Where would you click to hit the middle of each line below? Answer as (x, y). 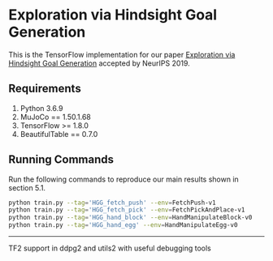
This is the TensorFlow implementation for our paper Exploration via (122, 54)
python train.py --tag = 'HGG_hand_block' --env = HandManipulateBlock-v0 (130, 218)
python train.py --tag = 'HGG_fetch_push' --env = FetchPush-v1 (113, 203)
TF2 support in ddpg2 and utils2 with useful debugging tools (110, 248)
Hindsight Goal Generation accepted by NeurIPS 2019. (100, 63)
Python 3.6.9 (41, 108)
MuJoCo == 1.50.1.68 (55, 117)
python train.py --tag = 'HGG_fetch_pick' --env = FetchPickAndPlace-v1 (127, 210)
